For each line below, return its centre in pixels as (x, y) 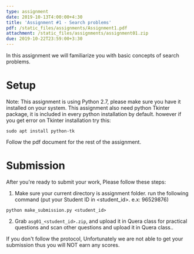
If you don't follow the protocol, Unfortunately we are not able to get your (95, 239)
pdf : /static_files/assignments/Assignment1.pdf (67, 28)
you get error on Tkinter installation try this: (58, 120)
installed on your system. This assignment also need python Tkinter (88, 108)
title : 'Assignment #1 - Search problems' (59, 22)
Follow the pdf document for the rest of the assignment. (74, 142)
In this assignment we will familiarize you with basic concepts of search (93, 55)
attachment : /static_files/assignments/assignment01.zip (77, 33)
